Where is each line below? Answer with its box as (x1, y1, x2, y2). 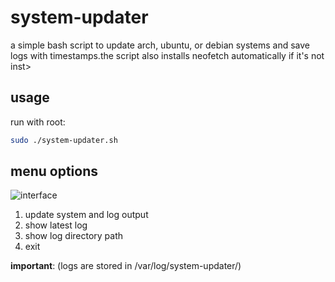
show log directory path (24, 230, 124, 242)
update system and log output (24, 209, 149, 221)
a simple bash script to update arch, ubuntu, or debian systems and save (10, 39, 310, 51)
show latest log (24, 219, 88, 231)
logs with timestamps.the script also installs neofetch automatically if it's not (10, 49, 325, 61)
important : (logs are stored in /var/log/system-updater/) (10, 260, 242, 272)
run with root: (10, 116, 66, 128)
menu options (10, 163, 99, 180)
